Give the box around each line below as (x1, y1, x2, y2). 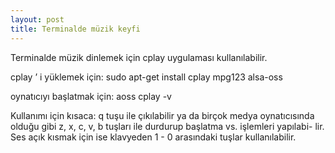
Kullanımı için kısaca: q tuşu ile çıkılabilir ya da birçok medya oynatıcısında (10, 109, 315, 121)
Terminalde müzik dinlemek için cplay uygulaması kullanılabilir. (10, 51, 268, 63)
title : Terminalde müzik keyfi (10, 24, 141, 34)
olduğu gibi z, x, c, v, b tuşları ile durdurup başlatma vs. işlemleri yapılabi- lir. (10, 120, 325, 132)
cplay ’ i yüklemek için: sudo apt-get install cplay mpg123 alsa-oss (10, 71, 283, 83)
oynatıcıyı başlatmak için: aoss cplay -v (10, 90, 172, 102)
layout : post (10, 14, 65, 25)
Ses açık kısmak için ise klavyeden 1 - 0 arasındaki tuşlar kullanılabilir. (10, 131, 297, 143)
